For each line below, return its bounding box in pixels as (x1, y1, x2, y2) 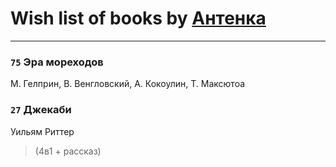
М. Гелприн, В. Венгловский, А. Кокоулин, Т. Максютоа (10, 78, 246, 90)
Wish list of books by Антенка (10, 7, 267, 30)
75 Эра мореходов (10, 55, 104, 69)
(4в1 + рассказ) (34, 145, 102, 157)
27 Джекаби (10, 103, 72, 117)
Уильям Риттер (10, 125, 75, 137)
